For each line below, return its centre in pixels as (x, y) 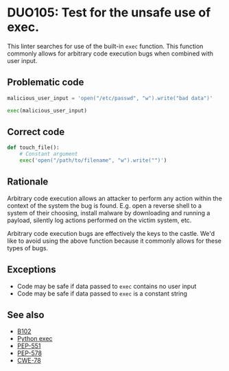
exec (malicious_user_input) (47, 110)
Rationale (28, 182)
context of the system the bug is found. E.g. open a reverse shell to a (105, 205)
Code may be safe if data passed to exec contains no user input (107, 286)
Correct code (36, 132)
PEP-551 (29, 346)
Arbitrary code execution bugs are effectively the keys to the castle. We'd (111, 233)
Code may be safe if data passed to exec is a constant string (102, 294)
